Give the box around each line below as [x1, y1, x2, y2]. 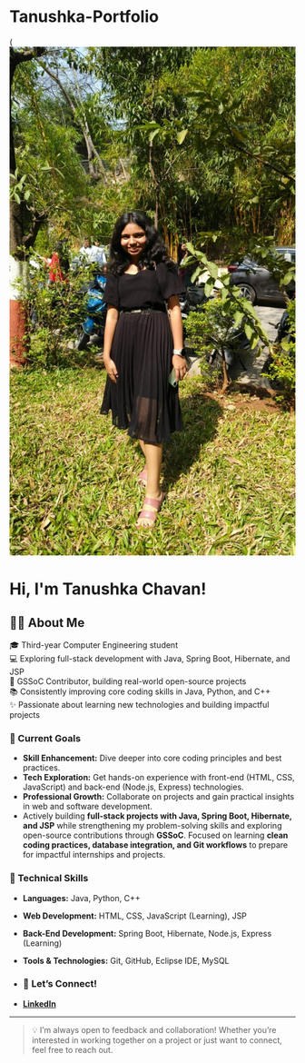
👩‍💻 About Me [9, 615, 85, 631]
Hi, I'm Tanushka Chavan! [9, 579, 207, 600]
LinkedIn [22, 998, 56, 1009]
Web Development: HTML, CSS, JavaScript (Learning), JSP [22, 910, 248, 921]
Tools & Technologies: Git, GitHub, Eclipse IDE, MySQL [22, 955, 230, 966]
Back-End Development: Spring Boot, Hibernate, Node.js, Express [22, 928, 272, 939]
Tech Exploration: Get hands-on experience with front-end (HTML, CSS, [22, 772, 295, 783]
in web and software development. [22, 801, 152, 812]
